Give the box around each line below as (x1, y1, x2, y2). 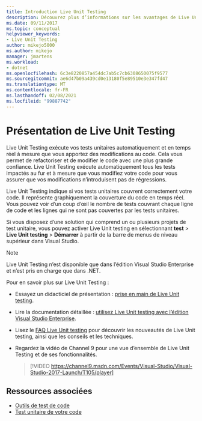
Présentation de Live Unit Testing (6, 124, 176, 138)
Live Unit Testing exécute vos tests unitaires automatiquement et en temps (6, 144, 191, 151)
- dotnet (6, 64, 28, 71)
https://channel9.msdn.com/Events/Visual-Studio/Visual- (50, 362, 193, 369)
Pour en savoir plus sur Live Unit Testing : (6, 279, 109, 286)
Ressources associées (6, 386, 93, 396)
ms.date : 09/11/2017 (6, 20, 58, 26)
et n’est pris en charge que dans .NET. (6, 267, 101, 274)
